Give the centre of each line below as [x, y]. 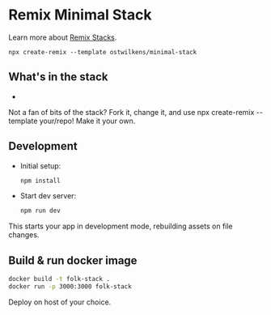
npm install [40, 181]
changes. [24, 235]
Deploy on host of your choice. [60, 302]
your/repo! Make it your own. [87, 121]
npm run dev [40, 211]
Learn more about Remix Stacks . [63, 37]
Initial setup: [40, 166]
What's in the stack [58, 77]
